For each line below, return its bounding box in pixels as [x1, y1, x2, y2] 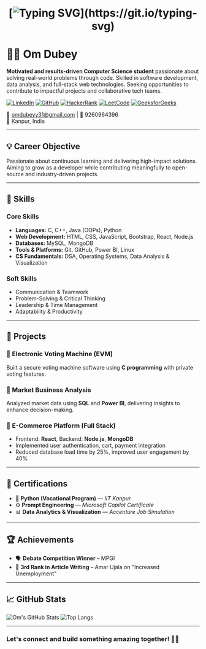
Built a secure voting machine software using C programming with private [6, 363, 194, 371]
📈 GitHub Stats [6, 594, 66, 605]
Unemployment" [15, 570, 57, 577]
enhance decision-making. [6, 406, 74, 413]
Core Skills [6, 212, 39, 221]
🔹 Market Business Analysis [6, 386, 91, 394]
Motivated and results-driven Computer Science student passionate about [6, 68, 199, 75]
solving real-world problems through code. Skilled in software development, [6, 74, 199, 82]
